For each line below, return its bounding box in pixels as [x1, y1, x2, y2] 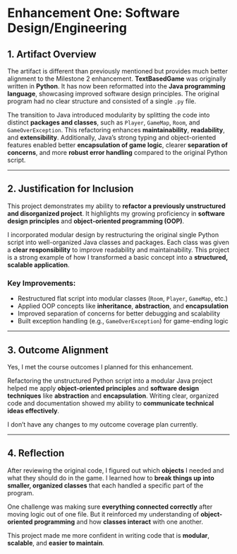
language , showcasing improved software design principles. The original [7, 90, 220, 98]
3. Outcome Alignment [7, 344, 109, 356]
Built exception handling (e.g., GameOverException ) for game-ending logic [17, 317, 229, 325]
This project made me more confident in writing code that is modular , [7, 531, 210, 539]
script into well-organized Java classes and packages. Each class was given [7, 238, 229, 246]
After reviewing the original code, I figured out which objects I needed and [7, 466, 224, 475]
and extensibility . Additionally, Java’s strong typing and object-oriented [7, 133, 217, 142]
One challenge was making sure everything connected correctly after [7, 502, 213, 511]
